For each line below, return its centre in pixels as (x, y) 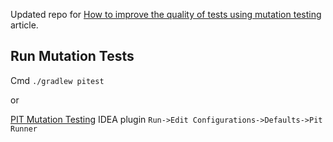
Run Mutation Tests (72, 56)
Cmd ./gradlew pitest (57, 80)
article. (24, 25)
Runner (24, 129)
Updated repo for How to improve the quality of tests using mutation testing (166, 14)
